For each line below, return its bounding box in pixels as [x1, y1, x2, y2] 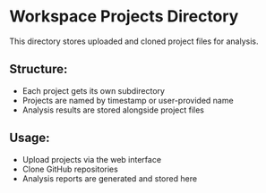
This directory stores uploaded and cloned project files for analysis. [9, 36, 259, 46]
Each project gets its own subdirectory [21, 85, 166, 96]
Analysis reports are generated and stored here [21, 172, 198, 184]
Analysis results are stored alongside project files [21, 105, 204, 115]
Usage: [9, 130, 51, 146]
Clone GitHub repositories [21, 164, 118, 174]
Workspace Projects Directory [9, 6, 239, 27]
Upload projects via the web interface [21, 154, 162, 164]
